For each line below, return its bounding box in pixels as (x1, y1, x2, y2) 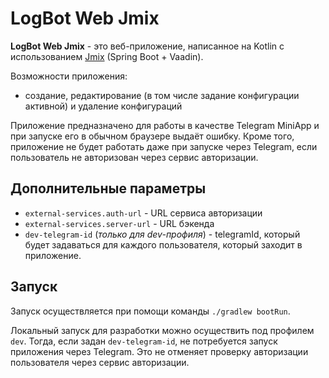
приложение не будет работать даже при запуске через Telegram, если (10, 140, 318, 152)
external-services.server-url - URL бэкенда (24, 217, 215, 229)
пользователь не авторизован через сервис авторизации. (10, 151, 259, 163)
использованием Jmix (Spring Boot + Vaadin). (10, 50, 204, 62)
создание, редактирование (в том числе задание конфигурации (24, 89, 300, 101)
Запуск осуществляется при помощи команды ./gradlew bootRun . (10, 305, 291, 317)
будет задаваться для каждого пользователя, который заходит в (24, 238, 303, 251)
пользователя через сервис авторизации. (10, 356, 190, 368)
